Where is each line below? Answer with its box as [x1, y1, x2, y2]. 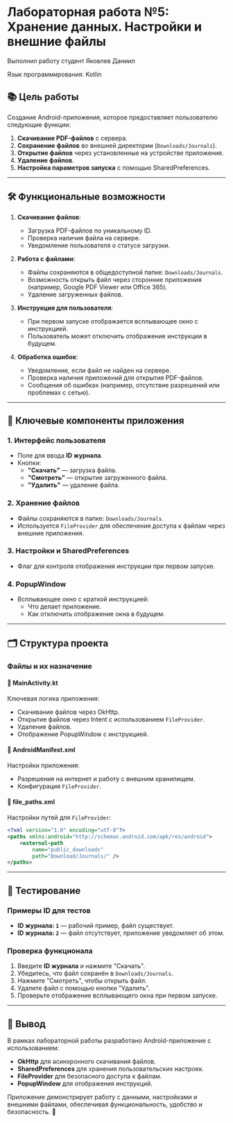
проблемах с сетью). [27, 388, 90, 397]
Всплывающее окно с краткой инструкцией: [17, 595, 149, 604]
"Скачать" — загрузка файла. [27, 466, 117, 474]
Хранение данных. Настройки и [7, 19, 202, 35]
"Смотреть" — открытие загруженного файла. [27, 474, 168, 482]
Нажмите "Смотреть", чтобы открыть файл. [17, 976, 147, 985]
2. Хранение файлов [7, 498, 80, 508]
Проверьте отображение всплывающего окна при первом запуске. [17, 991, 218, 1000]
